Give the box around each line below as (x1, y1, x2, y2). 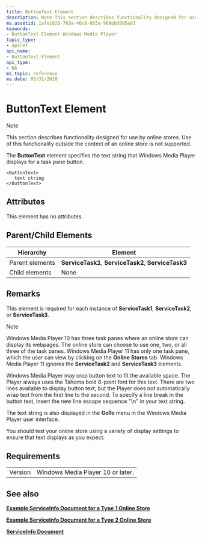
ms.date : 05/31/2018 (6, 76, 58, 82)
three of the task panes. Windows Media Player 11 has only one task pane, (6, 347, 190, 355)
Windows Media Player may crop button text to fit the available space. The (6, 372, 191, 379)
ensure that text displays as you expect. (6, 434, 105, 441)
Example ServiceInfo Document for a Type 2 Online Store (6, 516, 151, 524)
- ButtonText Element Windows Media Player (6, 31, 117, 37)
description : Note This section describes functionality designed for (6, 14, 187, 21)
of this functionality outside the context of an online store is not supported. (6, 140, 192, 148)
